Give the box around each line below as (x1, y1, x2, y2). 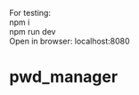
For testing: (9, 8, 52, 18)
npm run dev (9, 27, 56, 36)
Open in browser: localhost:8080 (9, 36, 131, 46)
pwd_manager (9, 67, 119, 87)
